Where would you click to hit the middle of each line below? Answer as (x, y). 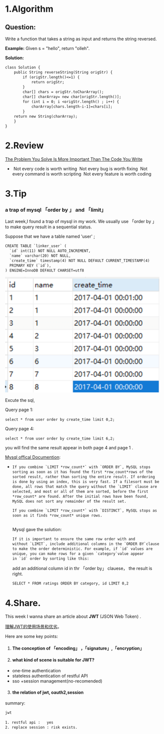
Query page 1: (19, 410)
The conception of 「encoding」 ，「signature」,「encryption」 (78, 648)
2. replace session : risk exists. (41, 728)
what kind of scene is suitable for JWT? (53, 660)
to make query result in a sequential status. (48, 227)
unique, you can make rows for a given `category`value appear (78, 554)
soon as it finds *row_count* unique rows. (57, 515)
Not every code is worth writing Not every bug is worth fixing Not (81, 169)
